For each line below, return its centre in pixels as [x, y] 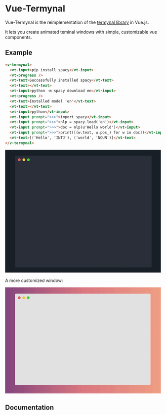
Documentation [30, 407]
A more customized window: [34, 280]
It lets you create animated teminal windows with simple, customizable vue [81, 32]
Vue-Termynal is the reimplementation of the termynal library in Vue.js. [77, 22]
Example [19, 53]
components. [19, 37]
